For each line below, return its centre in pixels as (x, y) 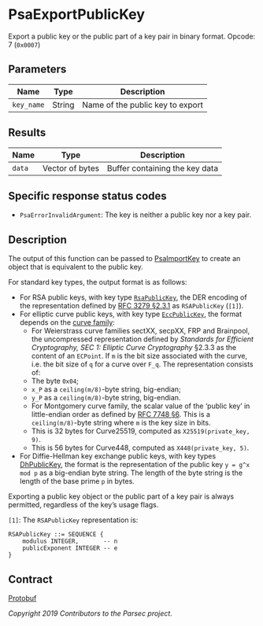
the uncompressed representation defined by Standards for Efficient (143, 339)
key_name (28, 105)
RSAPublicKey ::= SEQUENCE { (56, 535)
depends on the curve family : (67, 322)
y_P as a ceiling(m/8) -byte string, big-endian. (106, 398)
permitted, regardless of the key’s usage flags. (83, 505)
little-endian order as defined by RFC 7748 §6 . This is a (121, 414)
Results (27, 133)
